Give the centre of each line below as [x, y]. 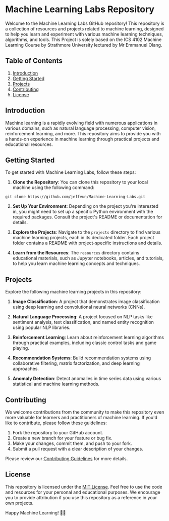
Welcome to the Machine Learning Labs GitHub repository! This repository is [85, 23]
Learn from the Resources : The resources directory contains [76, 253]
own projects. [19, 503]
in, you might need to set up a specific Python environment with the [83, 212]
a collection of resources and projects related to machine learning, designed [84, 28]
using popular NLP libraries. [41, 327]
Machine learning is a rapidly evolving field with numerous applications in [81, 123]
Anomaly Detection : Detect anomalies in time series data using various [87, 379]
